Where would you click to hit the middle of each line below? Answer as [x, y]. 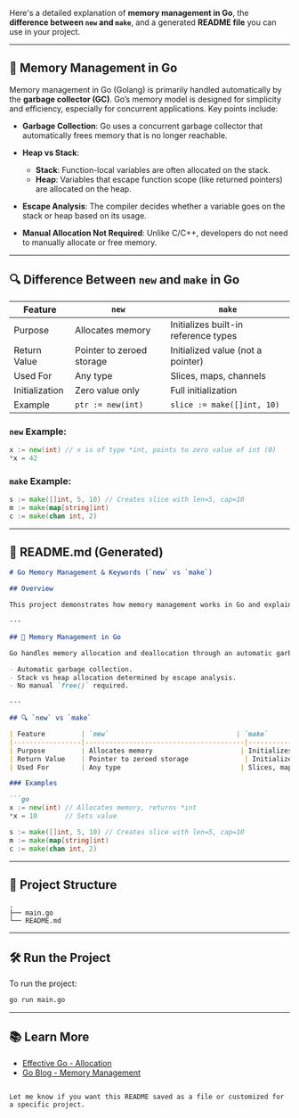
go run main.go [37, 1000]
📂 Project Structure [63, 885]
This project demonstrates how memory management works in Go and [135, 605]
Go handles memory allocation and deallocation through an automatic [141, 653]
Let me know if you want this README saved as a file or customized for [147, 1097]
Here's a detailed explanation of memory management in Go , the [129, 13]
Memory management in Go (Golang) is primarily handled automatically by [145, 89]
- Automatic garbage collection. [71, 669]
